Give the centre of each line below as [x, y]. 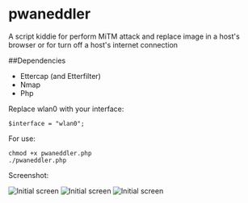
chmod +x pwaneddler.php [50, 153]
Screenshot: [29, 175]
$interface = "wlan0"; [46, 123]
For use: [22, 139]
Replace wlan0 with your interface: [66, 109]
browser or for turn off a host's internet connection [93, 44]
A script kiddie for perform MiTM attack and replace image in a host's [124, 36]
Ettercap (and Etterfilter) [60, 76]
